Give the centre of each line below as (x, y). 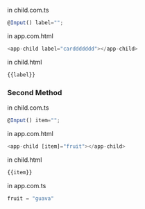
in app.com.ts (27, 185)
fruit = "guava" (31, 198)
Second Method (35, 92)
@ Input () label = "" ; (35, 23)
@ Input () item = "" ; (34, 120)
